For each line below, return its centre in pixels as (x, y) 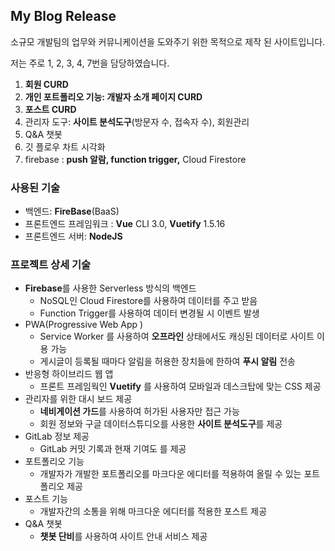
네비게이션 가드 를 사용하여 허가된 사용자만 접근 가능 (139, 411)
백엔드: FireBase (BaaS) (72, 211)
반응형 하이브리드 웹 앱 (69, 374)
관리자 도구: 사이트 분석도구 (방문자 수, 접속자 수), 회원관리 (137, 121)
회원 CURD (46, 84)
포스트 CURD (50, 109)
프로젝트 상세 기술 (51, 265)
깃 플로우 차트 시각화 (65, 146)
